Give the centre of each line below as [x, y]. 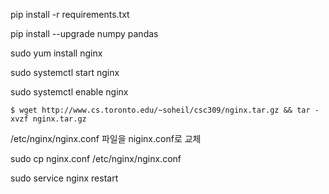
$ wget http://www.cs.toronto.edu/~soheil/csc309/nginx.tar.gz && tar [160, 110]
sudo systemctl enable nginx [69, 92]
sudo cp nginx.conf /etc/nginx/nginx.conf [96, 158]
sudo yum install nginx [56, 53]
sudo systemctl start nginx [65, 72]
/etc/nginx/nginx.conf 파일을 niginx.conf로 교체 [106, 138]
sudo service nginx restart [64, 178]
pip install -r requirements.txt [70, 14]
